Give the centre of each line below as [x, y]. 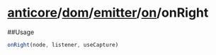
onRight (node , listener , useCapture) [63, 45]
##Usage [21, 32]
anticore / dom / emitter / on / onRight [108, 13]
